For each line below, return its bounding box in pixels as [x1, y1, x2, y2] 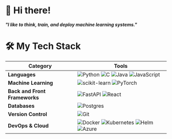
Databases [8, 102, 35, 109]
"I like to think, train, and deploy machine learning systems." [5, 21, 137, 28]
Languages [8, 71, 36, 78]
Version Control [8, 110, 48, 118]
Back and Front [8, 87, 46, 95]
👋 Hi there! [5, 5, 51, 16]
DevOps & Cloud [8, 122, 49, 129]
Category [28, 62, 52, 69]
